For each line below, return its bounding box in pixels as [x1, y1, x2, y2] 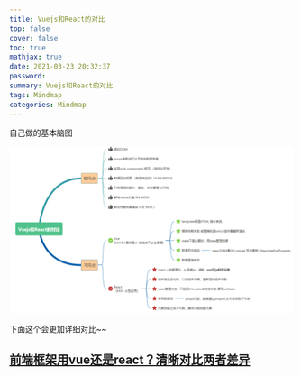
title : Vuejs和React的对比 [9, 14, 105, 23]
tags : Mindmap [9, 90, 63, 99]
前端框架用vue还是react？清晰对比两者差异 [9, 353, 251, 368]
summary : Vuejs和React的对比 [9, 81, 114, 90]
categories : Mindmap [9, 100, 87, 109]
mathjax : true [9, 52, 63, 62]
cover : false [9, 33, 59, 42]
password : [9, 72, 47, 81]
